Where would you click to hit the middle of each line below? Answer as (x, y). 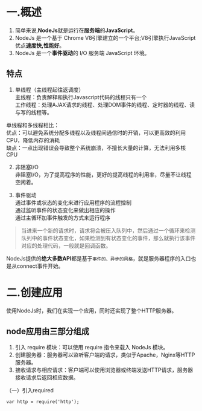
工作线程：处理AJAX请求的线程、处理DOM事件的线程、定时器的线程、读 (105, 105)
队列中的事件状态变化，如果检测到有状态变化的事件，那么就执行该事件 (108, 238)
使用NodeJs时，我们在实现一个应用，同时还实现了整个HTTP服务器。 (92, 310)
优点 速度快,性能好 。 (40, 45)
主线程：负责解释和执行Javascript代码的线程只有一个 (81, 97)
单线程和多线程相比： (33, 125)
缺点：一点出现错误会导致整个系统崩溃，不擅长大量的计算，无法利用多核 (96, 147)
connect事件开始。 (40, 266)
